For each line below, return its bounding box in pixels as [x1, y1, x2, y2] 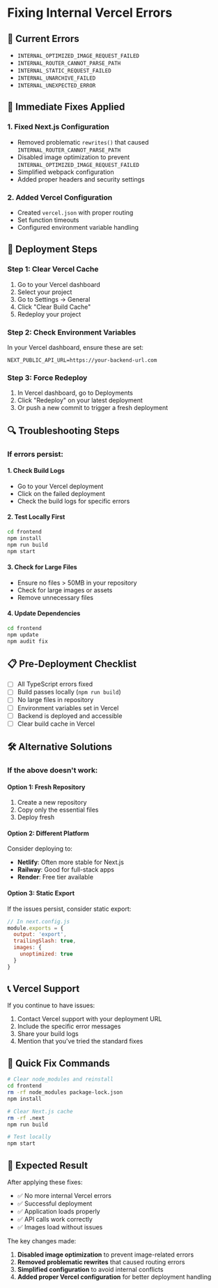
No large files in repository [17, 696, 94, 704]
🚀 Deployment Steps [7, 243, 98, 256]
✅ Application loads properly [17, 1207, 100, 1215]
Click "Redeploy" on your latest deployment [17, 396, 143, 404]
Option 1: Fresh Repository [7, 782, 86, 791]
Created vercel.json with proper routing [17, 208, 134, 217]
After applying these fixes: [7, 1178, 83, 1186]
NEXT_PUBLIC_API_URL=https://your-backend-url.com [7, 356, 157, 364]
